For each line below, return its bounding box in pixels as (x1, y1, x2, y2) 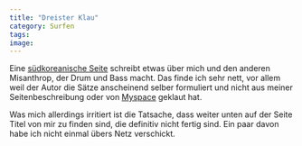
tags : (9, 30, 30, 39)
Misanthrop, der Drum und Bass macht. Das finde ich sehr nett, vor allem (9, 73, 281, 84)
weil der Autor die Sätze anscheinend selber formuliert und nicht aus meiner (9, 82, 294, 93)
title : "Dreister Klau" (9, 13, 99, 23)
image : (9, 38, 34, 48)
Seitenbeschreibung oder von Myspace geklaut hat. (9, 92, 203, 103)
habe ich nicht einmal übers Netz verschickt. (9, 128, 176, 140)
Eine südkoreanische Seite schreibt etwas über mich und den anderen (9, 63, 271, 74)
